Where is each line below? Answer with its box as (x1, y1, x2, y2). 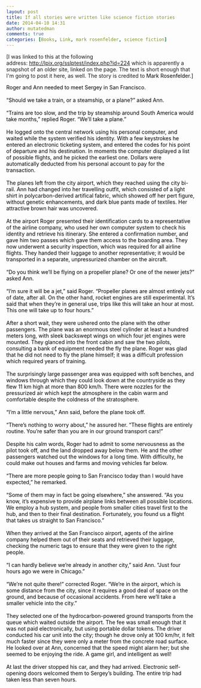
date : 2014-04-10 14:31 (6, 20, 66, 26)
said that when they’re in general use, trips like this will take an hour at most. (6, 300, 194, 307)
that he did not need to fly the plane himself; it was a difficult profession (6, 351, 184, 358)
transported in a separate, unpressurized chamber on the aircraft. (6, 256, 168, 262)
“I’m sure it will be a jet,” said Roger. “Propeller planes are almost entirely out (6, 288, 195, 294)
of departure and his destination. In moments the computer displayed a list (6, 147, 190, 155)
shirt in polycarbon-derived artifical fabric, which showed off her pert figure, (6, 192, 195, 199)
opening (6, 669, 27, 677)
